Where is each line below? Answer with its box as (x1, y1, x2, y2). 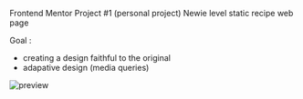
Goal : (9, 35, 32, 45)
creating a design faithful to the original (22, 53, 172, 63)
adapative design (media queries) (22, 63, 150, 73)
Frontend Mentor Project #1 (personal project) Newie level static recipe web (9, 8, 294, 18)
